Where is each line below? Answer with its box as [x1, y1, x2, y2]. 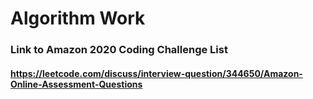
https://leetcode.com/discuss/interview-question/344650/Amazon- [10, 67, 303, 79]
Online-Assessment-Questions [10, 78, 143, 90]
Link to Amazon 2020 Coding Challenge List [10, 43, 228, 57]
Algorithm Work [10, 7, 146, 30]
